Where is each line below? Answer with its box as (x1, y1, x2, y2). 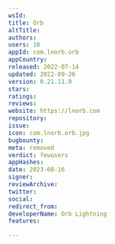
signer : (8, 173, 34, 182)
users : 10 (8, 41, 41, 49)
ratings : (8, 92, 37, 100)
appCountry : (8, 56, 47, 64)
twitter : (8, 187, 37, 196)
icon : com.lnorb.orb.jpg (8, 129, 90, 137)
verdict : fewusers (8, 151, 69, 159)
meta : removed (8, 144, 55, 152)
